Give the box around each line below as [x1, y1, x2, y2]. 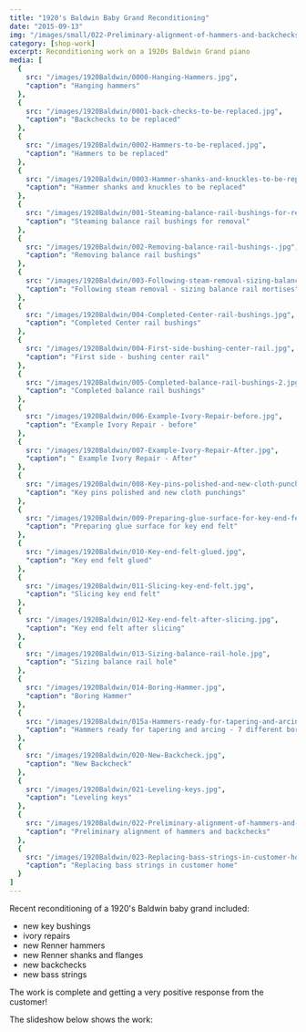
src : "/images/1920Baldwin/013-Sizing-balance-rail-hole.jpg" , [25, 649, 271, 658]
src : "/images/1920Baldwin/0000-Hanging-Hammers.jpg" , [25, 73, 239, 82]
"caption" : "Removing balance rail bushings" [25, 251, 202, 260]
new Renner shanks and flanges [22, 949, 144, 960]
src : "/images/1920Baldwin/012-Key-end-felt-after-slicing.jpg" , [25, 615, 280, 624]
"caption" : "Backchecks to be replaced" [25, 115, 181, 124]
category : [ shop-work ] [9, 38, 96, 48]
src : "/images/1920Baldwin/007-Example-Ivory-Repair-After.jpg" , [25, 446, 280, 455]
